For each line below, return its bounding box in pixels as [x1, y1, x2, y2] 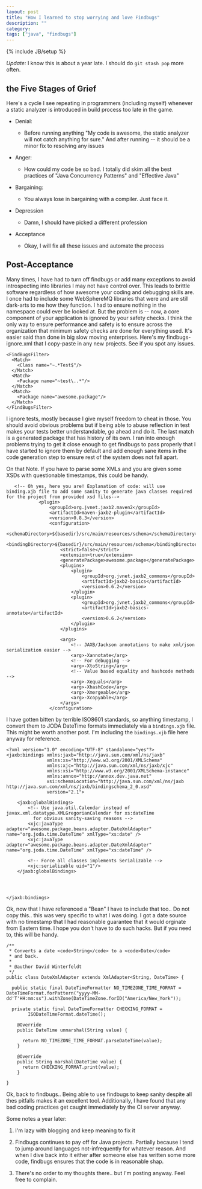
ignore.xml [6, 339, 33, 347]
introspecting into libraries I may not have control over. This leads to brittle [6, 282, 191, 289]
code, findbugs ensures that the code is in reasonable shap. [14, 1158, 164, 1165]
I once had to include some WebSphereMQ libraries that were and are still [6, 295, 189, 302]
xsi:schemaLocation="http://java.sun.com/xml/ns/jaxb [46, 778, 185, 784]
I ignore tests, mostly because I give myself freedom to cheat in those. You [6, 415, 191, 422]
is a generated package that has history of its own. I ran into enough [6, 434, 176, 441]
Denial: [14, 117, 33, 124]
